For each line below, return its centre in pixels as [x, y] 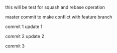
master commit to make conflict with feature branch [59, 17]
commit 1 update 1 [24, 26]
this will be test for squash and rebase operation [55, 7]
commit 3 [15, 46]
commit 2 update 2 [25, 36]
